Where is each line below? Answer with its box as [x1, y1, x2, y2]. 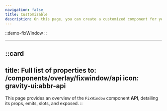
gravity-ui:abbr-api [5, 82, 66, 90]
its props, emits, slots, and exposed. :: [5, 100, 83, 106]
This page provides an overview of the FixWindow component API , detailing [5, 95, 158, 101]
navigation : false [5, 7, 43, 12]
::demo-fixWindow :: [5, 30, 47, 36]
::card [5, 49, 24, 58]
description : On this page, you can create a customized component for [5, 16, 157, 21]
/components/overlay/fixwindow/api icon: [5, 74, 139, 83]
